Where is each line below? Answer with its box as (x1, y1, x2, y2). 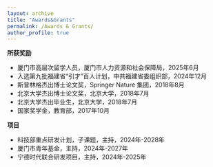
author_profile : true (7, 29, 70, 36)
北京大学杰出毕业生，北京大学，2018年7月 (17, 98, 138, 107)
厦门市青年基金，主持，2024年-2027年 (17, 144, 129, 153)
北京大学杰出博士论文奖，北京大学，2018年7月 (17, 89, 150, 98)
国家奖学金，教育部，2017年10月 (17, 107, 110, 115)
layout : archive (7, 10, 54, 17)
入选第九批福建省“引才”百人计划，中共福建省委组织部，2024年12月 (17, 72, 207, 80)
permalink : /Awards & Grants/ (7, 23, 94, 30)
